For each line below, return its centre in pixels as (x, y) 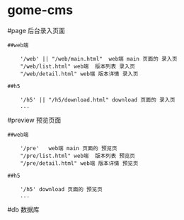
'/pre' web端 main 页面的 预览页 (69, 148)
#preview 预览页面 (34, 120)
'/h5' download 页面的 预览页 (61, 189)
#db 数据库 (23, 209)
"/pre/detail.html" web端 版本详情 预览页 (79, 163)
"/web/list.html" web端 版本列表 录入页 (78, 66)
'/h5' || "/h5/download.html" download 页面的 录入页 (98, 100)
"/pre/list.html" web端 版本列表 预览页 (78, 156)
